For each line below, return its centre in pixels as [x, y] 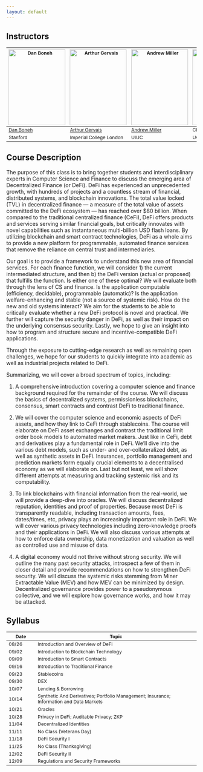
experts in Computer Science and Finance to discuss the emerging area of [99, 179]
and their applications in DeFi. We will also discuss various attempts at [102, 532]
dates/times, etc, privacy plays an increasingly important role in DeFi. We [106, 519]
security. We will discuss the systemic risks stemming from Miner [96, 576]
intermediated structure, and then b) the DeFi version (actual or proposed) [99, 274]
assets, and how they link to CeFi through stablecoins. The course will [102, 424]
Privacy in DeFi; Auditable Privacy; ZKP [80, 717]
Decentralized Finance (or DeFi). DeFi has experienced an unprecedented [98, 185]
